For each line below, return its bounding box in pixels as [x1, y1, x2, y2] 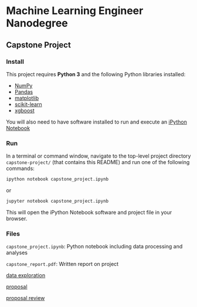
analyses [6, 249, 28, 256]
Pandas [14, 88, 33, 95]
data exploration [6, 272, 46, 279]
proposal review [6, 295, 45, 302]
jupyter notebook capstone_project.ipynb [6, 198, 109, 204]
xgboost [14, 107, 35, 114]
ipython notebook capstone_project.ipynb [6, 176, 109, 182]
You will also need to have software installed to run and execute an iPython [6, 118, 188, 125]
